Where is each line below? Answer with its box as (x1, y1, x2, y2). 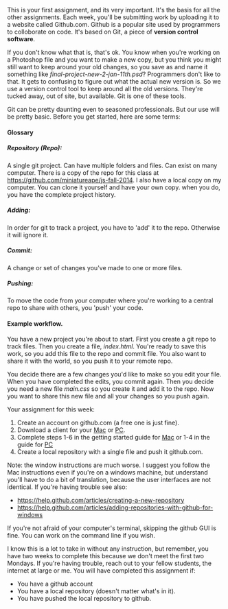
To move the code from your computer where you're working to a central (7, 296, 214, 304)
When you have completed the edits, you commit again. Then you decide (7, 377, 214, 385)
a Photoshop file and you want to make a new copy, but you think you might (7, 56, 222, 64)
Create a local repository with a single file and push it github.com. (16, 447, 203, 455)
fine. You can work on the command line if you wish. (7, 531, 156, 539)
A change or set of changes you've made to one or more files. (7, 263, 183, 272)
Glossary (7, 128, 34, 136)
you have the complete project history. (7, 190, 116, 198)
